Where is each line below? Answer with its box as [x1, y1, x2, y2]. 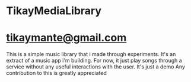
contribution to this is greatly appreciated [6, 70, 107, 77]
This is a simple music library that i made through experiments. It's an [6, 51, 176, 58]
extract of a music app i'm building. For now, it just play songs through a [6, 57, 182, 64]
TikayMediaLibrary [6, 4, 102, 18]
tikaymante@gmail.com [6, 31, 127, 45]
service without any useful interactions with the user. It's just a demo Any [6, 63, 186, 70]
